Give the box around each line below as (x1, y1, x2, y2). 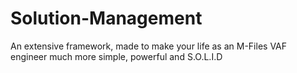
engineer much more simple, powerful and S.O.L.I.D (10, 50, 223, 62)
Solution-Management (10, 7, 203, 30)
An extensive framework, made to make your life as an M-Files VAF (10, 40, 288, 52)
